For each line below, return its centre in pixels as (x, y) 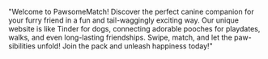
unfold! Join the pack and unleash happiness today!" (125, 46)
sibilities (22, 46)
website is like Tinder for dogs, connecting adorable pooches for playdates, (134, 29)
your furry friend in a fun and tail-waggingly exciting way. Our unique (123, 20)
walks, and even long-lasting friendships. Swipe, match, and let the (120, 37)
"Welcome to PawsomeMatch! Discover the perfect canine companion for (131, 12)
